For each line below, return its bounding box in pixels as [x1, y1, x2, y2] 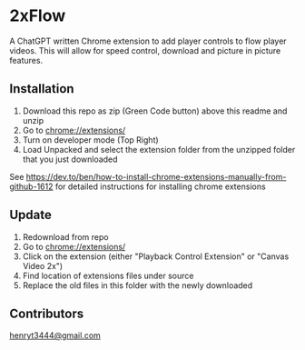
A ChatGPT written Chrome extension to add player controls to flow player [9, 35, 288, 46]
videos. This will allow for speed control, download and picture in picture [9, 45, 281, 55]
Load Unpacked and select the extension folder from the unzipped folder [22, 144, 296, 155]
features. [9, 55, 44, 65]
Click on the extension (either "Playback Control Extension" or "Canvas [22, 251, 290, 262]
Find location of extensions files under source [22, 270, 194, 281]
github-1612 [9, 181, 54, 192]
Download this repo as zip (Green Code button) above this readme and [22, 105, 288, 116]
